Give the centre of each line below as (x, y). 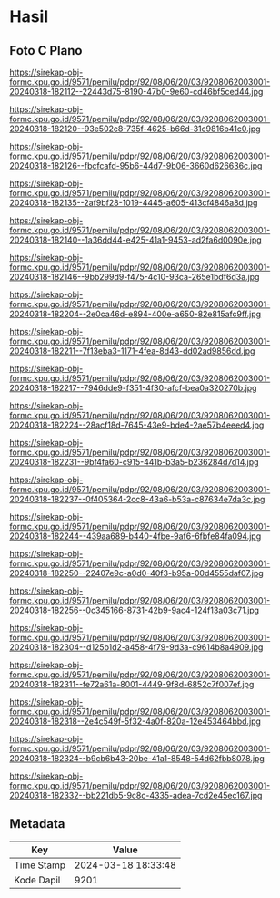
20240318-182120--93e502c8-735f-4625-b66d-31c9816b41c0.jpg (135, 129)
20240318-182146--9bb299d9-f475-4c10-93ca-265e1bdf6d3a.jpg (135, 277)
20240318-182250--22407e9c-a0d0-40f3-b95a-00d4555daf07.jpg (136, 573)
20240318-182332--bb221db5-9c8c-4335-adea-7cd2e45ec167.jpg (136, 795)
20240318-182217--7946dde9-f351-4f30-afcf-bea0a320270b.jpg (133, 388)
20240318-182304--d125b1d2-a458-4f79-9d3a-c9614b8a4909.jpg (136, 647)
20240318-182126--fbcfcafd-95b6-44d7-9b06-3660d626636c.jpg (136, 165)
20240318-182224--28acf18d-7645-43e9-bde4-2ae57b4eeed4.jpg (137, 425)
